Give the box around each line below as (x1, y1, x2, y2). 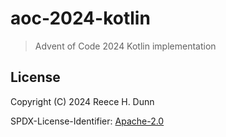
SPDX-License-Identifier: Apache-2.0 (10, 115, 165, 127)
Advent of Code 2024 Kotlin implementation (34, 40, 217, 52)
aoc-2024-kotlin (10, 7, 151, 30)
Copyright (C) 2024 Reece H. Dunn (10, 95, 155, 107)
